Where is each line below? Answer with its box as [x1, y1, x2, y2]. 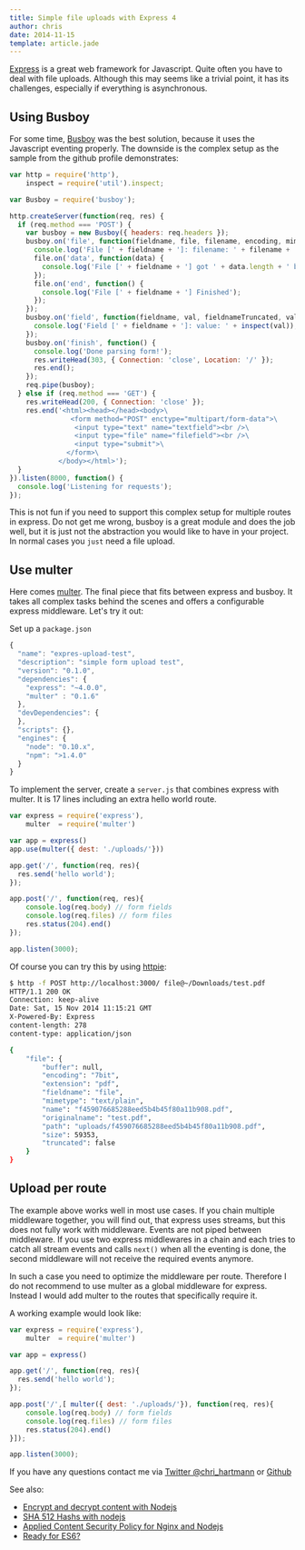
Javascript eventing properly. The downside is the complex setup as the [9, 143, 280, 155]
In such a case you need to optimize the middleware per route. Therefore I [9, 1270, 287, 1282]
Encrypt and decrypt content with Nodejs [22, 1502, 177, 1513]
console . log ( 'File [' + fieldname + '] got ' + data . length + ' [42, 262, 290, 271]
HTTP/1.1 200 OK [9, 987, 71, 996]
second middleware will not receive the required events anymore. [9, 1253, 254, 1264]
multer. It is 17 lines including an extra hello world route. [9, 794, 217, 805]
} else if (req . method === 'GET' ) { [17, 389, 156, 398]
